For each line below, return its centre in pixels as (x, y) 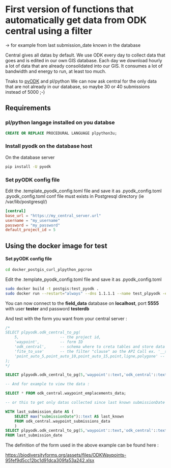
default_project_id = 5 (31, 230)
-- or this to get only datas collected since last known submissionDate (85, 403)
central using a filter (49, 31)
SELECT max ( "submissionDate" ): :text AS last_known (69, 417)
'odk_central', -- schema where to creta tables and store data (90, 347)
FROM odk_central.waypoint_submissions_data (62, 421)
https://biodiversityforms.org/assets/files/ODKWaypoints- (66, 455)
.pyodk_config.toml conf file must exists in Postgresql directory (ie (75, 196)
